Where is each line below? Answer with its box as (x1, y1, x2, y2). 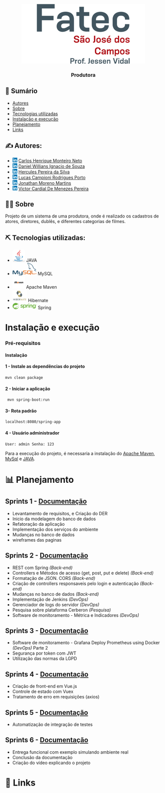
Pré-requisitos (5, 340, 41, 347)
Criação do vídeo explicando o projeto (12, 760, 91, 766)
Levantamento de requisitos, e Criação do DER (12, 510, 108, 516)
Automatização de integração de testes (12, 721, 93, 727)
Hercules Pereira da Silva (18, 169, 70, 175)
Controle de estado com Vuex (12, 688, 73, 694)
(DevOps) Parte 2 (12, 645, 48, 651)
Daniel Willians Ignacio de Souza (18, 163, 85, 169)
